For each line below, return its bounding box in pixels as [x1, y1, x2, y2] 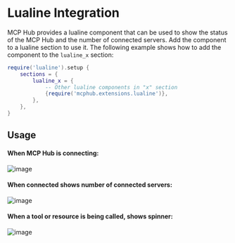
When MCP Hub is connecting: [7, 149, 99, 157]
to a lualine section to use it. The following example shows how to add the [7, 43, 222, 51]
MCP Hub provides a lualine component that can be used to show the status [7, 28, 228, 37]
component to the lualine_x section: [7, 51, 114, 59]
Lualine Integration [7, 5, 120, 21]
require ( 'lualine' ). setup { [7, 64, 90, 71]
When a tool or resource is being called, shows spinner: [7, 212, 174, 221]
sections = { [20, 70, 58, 78]
